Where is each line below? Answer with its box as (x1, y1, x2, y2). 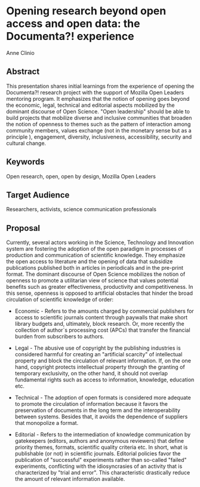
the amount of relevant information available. (14, 476, 125, 483)
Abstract (6, 67, 40, 77)
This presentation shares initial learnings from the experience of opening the (6, 82, 195, 90)
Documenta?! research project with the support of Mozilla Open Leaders (6, 88, 184, 96)
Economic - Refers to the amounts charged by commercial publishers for (14, 307, 194, 315)
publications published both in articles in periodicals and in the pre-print (6, 264, 184, 272)
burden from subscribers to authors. (14, 333, 104, 340)
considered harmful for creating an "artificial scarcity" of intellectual (14, 351, 183, 358)
